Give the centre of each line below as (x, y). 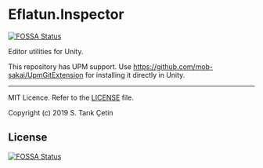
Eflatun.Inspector (66, 15)
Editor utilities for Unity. (46, 51)
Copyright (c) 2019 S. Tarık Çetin (61, 112)
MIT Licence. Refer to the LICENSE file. (71, 97)
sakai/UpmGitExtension (46, 75)
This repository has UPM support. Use (70, 66)
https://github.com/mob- (173, 66)
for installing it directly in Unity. (135, 75)
